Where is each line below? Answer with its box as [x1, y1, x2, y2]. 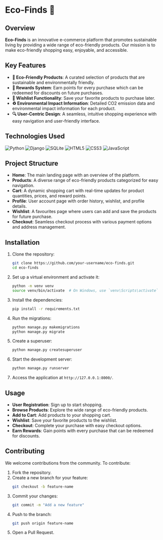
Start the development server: [12, 356, 72, 362]
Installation [5, 238, 40, 246]
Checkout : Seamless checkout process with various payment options [12, 219, 152, 225]
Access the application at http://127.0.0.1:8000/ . [12, 375, 113, 381]
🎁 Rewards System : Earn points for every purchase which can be [12, 85, 144, 90]
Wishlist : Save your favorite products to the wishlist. [12, 417, 118, 423]
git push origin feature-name [12, 520, 74, 526]
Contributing [5, 447, 45, 455]
